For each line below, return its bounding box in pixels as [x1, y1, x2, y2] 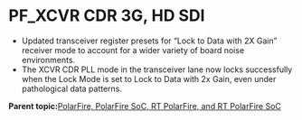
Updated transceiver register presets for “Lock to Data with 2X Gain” [21, 35, 278, 46]
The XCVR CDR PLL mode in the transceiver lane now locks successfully [21, 64, 293, 75]
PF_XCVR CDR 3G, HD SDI [8, 5, 205, 26]
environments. [21, 54, 76, 65]
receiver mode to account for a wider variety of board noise [21, 44, 245, 55]
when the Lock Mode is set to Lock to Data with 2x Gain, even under [21, 73, 277, 84]
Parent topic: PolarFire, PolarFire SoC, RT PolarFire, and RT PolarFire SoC [8, 100, 282, 111]
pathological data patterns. [21, 83, 123, 94]
